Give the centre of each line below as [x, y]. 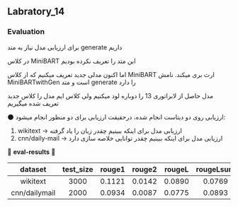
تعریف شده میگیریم [33, 103]
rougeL [176, 169]
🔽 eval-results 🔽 [32, 152]
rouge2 [144, 169]
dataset [33, 169]
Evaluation [26, 32]
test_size [78, 169]
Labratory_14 [36, 12]
